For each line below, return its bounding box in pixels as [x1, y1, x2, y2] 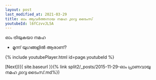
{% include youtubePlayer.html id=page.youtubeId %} [5, 54, 115, 60]
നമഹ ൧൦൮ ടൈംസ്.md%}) [5, 70, 60, 76]
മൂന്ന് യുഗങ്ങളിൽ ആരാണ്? [12, 44, 67, 50]
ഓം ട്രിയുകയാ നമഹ [5, 35, 46, 40]
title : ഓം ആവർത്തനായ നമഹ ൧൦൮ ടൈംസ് [5, 16, 93, 21]
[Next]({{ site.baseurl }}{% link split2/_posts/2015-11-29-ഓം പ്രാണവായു [5, 64, 151, 70]
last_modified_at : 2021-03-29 [5, 12, 67, 17]
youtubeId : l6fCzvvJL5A [5, 21, 54, 26]
